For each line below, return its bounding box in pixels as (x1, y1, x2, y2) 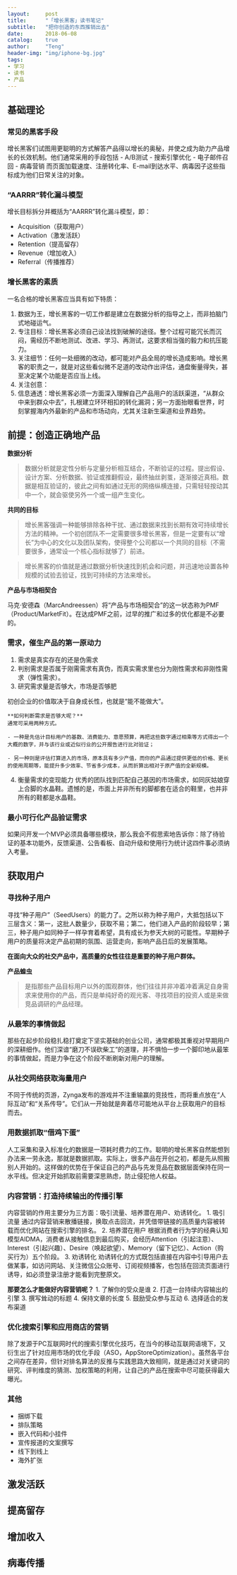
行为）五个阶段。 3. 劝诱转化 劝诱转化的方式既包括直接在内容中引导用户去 (13, 1252, 229, 1261)
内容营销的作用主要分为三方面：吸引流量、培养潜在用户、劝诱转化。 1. (7, 1208, 212, 1216)
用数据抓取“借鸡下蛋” (7, 1127, 80, 1137)
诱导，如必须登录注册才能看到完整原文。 (7, 1270, 125, 1278)
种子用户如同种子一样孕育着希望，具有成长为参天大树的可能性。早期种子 (19, 928, 230, 936)
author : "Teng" (7, 43, 65, 50)
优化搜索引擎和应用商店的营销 (7, 1322, 109, 1331)
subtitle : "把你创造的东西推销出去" (7, 23, 110, 30)
